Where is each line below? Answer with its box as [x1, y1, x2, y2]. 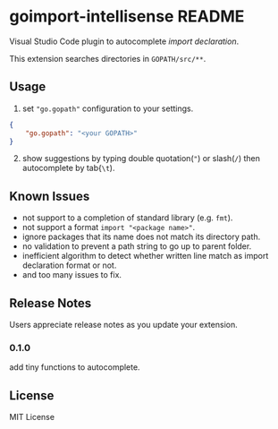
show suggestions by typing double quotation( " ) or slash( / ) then [21, 153, 261, 164]
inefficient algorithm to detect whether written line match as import [21, 251, 269, 262]
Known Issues [9, 188, 90, 203]
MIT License [9, 412, 55, 423]
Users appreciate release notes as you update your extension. [9, 320, 239, 330]
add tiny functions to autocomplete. [9, 362, 140, 373]
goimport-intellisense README [9, 6, 245, 27]
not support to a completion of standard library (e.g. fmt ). [21, 212, 233, 223]
